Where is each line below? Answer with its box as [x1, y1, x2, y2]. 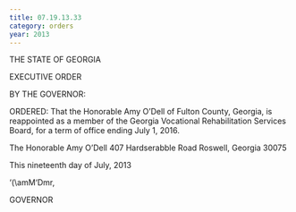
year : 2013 [9, 30, 50, 38]
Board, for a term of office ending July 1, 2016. [9, 125, 181, 136]
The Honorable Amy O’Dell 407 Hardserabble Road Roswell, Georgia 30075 [9, 142, 287, 153]
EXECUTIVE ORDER [9, 72, 82, 82]
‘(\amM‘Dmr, [9, 177, 55, 188]
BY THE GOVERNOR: [9, 89, 87, 99]
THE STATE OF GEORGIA [9, 55, 101, 65]
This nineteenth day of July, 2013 [9, 160, 132, 171]
